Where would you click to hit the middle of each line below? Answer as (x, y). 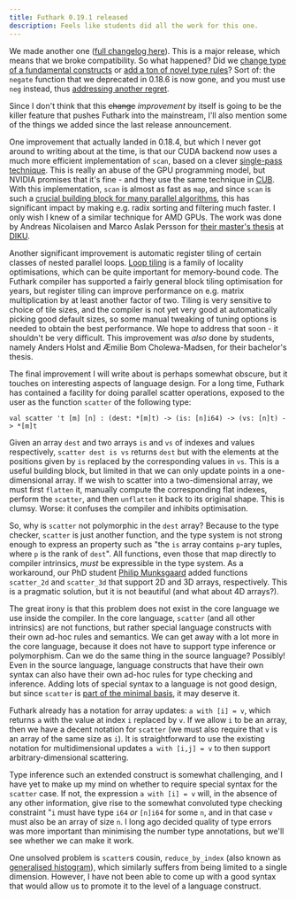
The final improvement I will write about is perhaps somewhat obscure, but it (148, 374)
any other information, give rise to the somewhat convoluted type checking (146, 803)
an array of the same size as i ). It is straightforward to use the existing (137, 738)
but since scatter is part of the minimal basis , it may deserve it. (125, 693)
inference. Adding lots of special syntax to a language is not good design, (143, 684)
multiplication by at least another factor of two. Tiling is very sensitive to (140, 300)
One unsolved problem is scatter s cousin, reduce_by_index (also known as (145, 857)
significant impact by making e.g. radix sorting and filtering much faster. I (142, 207)
